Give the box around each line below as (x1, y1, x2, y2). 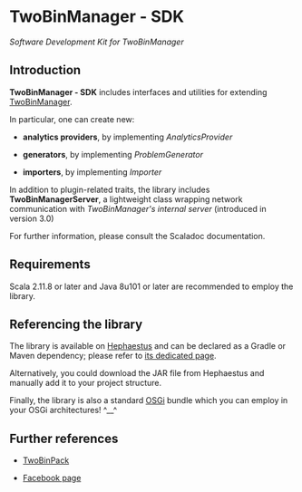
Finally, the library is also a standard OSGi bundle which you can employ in (9, 395, 288, 406)
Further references (9, 430, 119, 446)
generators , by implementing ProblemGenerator (22, 149, 204, 159)
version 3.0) (9, 213, 54, 224)
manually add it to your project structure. (9, 378, 161, 389)
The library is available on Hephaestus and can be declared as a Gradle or (9, 341, 287, 352)
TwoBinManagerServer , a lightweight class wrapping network (9, 193, 243, 205)
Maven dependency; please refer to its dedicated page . (9, 351, 217, 362)
